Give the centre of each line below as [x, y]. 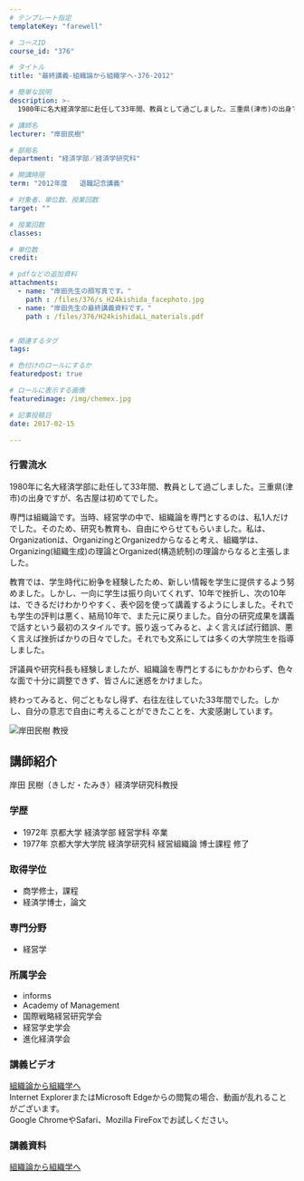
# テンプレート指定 [41, 18]
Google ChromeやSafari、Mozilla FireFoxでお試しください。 [121, 1119]
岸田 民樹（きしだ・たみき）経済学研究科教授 [94, 785]
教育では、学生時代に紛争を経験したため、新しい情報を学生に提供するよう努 [152, 581]
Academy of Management [71, 1005]
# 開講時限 [27, 175]
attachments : [34, 283]
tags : [19, 349]
